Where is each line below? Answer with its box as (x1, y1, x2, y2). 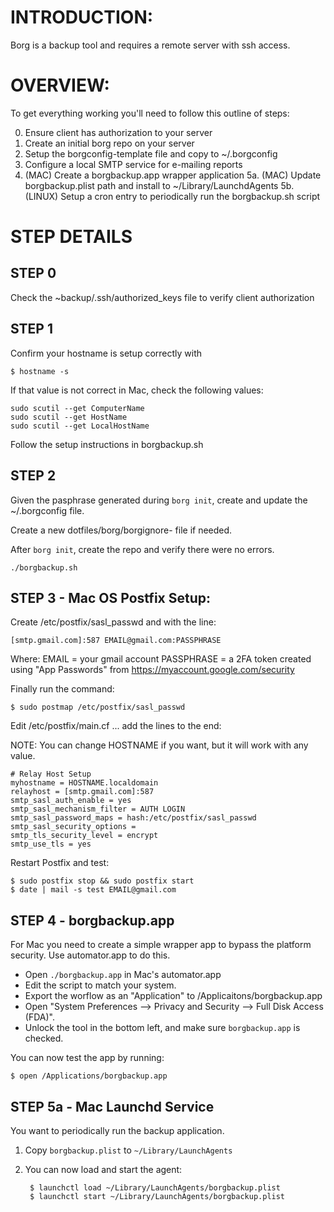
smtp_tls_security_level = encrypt (10, 831, 159, 841)
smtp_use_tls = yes (10, 839, 92, 850)
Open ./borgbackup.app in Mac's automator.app (24, 969, 222, 981)
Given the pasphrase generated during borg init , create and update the (10, 494, 308, 506)
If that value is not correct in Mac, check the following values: (10, 384, 264, 396)
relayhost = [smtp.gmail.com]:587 (10, 787, 155, 797)
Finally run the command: (10, 683, 115, 695)
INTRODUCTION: (10, 6, 154, 29)
